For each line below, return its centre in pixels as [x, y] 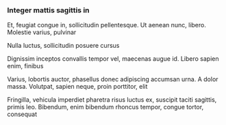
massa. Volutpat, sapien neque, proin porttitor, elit [77, 87]
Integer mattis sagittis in [48, 10]
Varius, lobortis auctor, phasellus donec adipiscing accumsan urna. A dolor [113, 79]
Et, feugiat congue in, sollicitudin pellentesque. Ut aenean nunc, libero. [107, 25]
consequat [22, 114]
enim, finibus [25, 66]
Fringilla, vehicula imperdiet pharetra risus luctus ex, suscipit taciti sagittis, [112, 100]
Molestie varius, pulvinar [42, 32]
